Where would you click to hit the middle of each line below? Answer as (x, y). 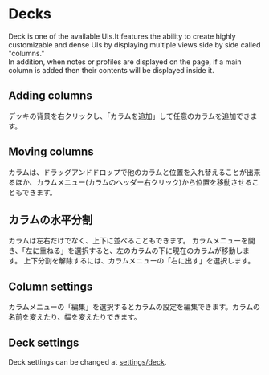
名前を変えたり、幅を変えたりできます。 (75, 317)
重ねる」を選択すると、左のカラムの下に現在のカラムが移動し (141, 251)
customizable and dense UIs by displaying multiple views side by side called (134, 44)
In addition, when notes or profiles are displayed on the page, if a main (125, 62)
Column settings (51, 286)
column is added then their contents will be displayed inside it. (111, 70)
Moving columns (51, 152)
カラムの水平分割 (51, 220)
